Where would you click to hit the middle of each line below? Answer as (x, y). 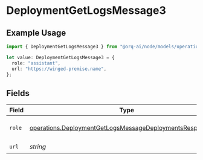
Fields (18, 93)
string (38, 147)
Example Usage (36, 33)
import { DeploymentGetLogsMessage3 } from (62, 46)
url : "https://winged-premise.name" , (59, 69)
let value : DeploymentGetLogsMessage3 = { (60, 57)
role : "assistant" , (36, 63)
